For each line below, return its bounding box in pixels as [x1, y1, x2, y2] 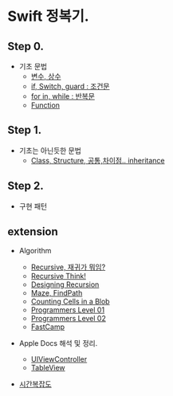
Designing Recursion [30, 280, 100, 289]
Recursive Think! [30, 272, 87, 281]
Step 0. [7, 39, 45, 53]
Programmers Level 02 [30, 314, 107, 323]
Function [30, 100, 61, 110]
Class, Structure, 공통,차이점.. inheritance [30, 155, 165, 165]
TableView [30, 363, 65, 373]
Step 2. [7, 179, 45, 193]
